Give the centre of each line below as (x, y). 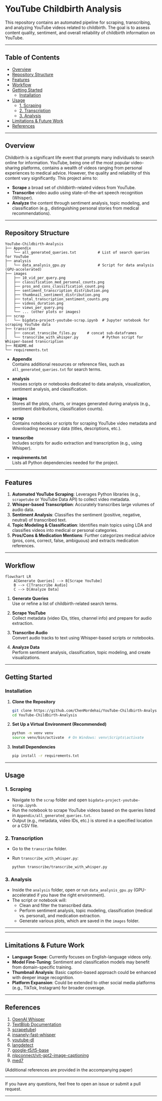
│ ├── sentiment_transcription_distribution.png (57, 291)
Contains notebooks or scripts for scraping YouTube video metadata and (84, 423)
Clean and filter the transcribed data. (56, 906)
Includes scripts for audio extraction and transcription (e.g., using (77, 443)
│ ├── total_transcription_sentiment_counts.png (57, 299)
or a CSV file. (25, 826)
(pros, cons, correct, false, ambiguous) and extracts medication (75, 541)
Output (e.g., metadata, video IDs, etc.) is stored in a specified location (82, 820)
